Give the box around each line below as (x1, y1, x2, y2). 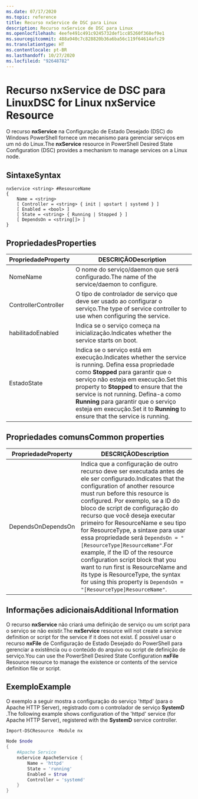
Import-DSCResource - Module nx (6, 728, 83, 733)
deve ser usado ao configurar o (75, 297, 163, 306)
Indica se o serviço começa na (75, 322, 160, 330)
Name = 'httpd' (27, 760, 65, 766)
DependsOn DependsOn (9, 522, 75, 531)
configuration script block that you (80, 555, 176, 564)
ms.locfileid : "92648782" (6, 58, 70, 64)
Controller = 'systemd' (27, 777, 85, 782)
